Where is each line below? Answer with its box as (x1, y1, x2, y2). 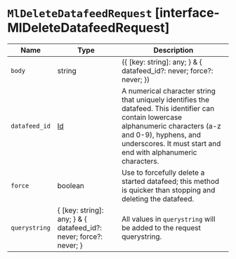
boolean (57, 180, 84, 190)
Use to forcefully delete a (122, 167, 205, 177)
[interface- (155, 5, 220, 21)
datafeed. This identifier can (122, 103, 215, 113)
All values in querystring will (122, 214, 216, 224)
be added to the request (122, 223, 202, 232)
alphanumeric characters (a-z (122, 121, 221, 131)
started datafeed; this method (122, 176, 220, 186)
